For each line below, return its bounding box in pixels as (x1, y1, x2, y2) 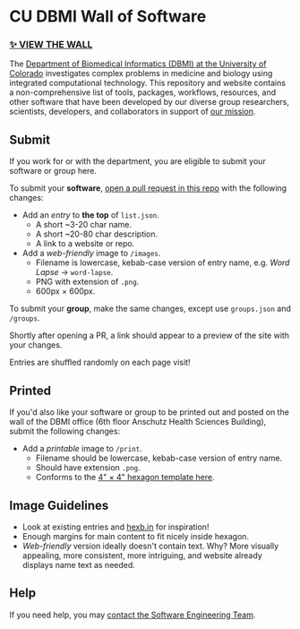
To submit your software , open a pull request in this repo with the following (9, 183, 287, 194)
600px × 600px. (35, 286, 96, 297)
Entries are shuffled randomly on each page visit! (9, 357, 191, 368)
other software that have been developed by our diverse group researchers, (9, 97, 289, 108)
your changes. (9, 340, 63, 350)
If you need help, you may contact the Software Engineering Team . (9, 609, 256, 620)
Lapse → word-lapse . (35, 267, 114, 278)
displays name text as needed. (21, 559, 136, 570)
